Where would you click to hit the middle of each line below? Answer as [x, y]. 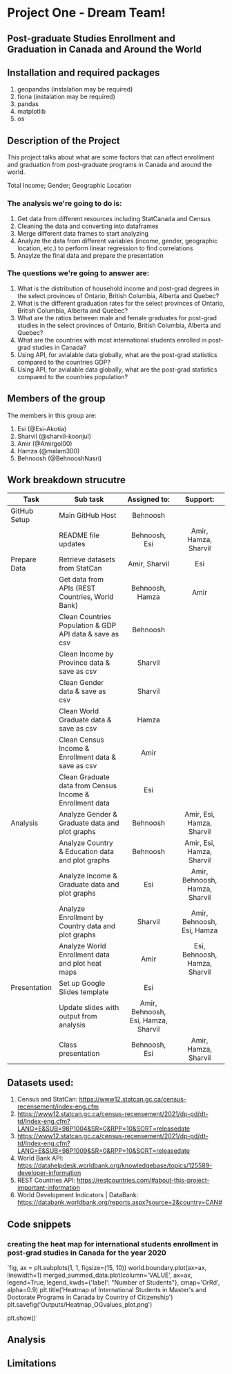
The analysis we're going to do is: [65, 204]
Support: [200, 499]
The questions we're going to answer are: [78, 273]
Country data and [87, 926]
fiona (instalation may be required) [66, 97]
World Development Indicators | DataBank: [78, 1195]
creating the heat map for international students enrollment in [113, 1244]
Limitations [32, 1363]
